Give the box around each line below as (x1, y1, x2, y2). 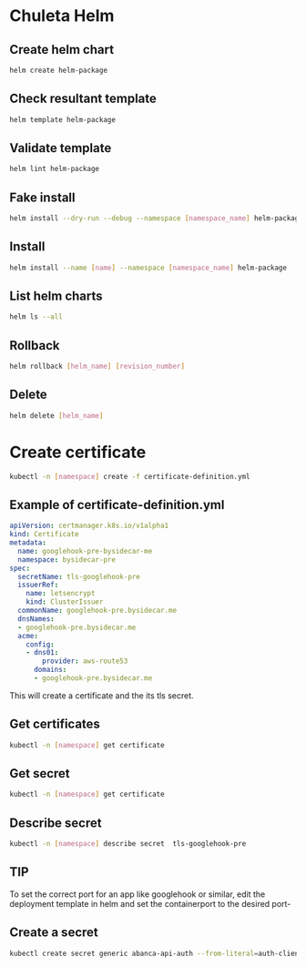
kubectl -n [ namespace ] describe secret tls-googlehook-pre (9, 840, 247, 849)
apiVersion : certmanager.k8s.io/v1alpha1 (9, 521, 169, 531)
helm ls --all (9, 312, 64, 321)
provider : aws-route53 (42, 657, 128, 666)
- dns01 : (25, 648, 59, 657)
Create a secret (9, 925, 98, 941)
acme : (17, 631, 39, 640)
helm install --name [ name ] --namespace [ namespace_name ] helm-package (9, 263, 287, 272)
